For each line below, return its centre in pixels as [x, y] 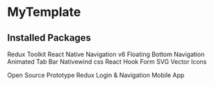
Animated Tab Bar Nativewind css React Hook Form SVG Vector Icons [107, 62]
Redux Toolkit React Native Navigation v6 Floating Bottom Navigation [106, 54]
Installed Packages [49, 38]
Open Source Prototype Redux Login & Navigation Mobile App [96, 75]
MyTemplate [44, 12]
